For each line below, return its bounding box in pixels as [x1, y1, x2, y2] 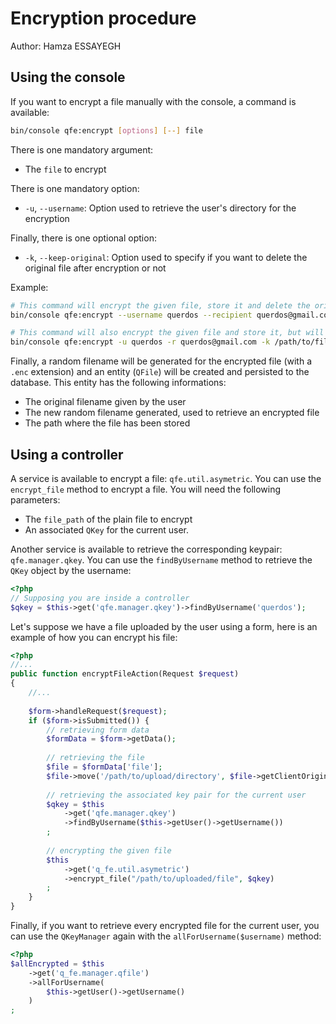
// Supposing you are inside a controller [10, 593, 190, 603]
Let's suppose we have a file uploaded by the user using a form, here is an [10, 620, 318, 632]
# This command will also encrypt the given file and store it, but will [10, 328, 325, 338]
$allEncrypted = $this [10, 958, 105, 969]
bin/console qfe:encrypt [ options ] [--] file [10, 125, 203, 136]
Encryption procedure [10, 7, 197, 30]
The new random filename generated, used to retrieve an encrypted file [24, 407, 320, 419]
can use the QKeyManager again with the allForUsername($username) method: [10, 930, 322, 942]
